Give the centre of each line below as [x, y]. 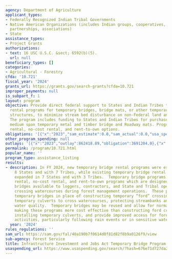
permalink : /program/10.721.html [41, 148]
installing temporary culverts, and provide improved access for [86, 215]
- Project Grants [24, 44]
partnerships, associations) [41, 29]
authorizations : [23, 48]
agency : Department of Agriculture [43, 10]
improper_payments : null [32, 91]
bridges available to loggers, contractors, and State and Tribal [87, 187]
